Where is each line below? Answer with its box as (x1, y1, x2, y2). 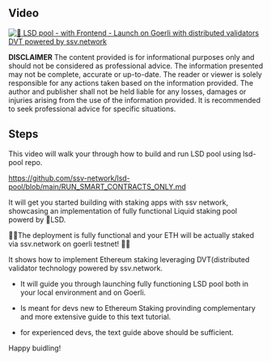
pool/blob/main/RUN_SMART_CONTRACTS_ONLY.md (8, 181, 186, 191)
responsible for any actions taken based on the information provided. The (8, 78, 253, 87)
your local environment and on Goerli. (19, 287, 146, 297)
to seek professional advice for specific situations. (8, 104, 176, 113)
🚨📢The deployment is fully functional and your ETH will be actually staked (8, 230, 255, 240)
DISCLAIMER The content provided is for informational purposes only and (8, 52, 255, 62)
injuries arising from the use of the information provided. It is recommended (8, 95, 261, 104)
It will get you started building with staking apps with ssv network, (8, 197, 229, 207)
